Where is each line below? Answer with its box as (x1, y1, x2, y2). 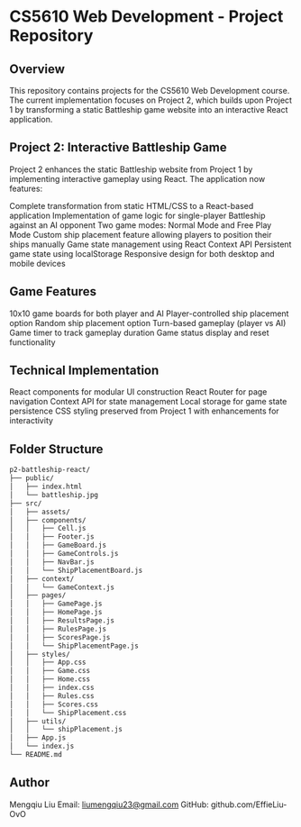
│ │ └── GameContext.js (9, 583, 115, 592)
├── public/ (9, 474, 54, 483)
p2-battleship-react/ (9, 466, 91, 475)
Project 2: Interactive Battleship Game (9, 140, 227, 155)
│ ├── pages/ (9, 591, 67, 600)
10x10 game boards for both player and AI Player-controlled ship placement (9, 308, 289, 319)
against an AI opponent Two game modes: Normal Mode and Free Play (9, 219, 272, 231)
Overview (9, 61, 66, 77)
